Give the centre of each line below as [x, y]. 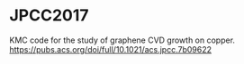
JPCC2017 [49, 16]
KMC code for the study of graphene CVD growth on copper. [122, 40]
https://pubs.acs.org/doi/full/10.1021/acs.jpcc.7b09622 [111, 49]
